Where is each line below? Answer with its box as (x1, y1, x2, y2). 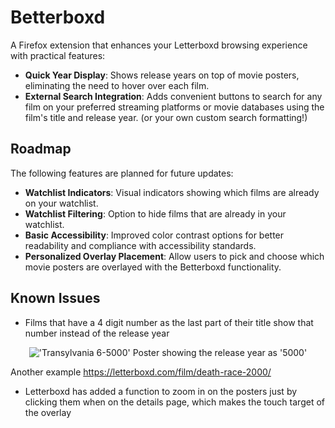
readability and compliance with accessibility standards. (24, 239, 257, 251)
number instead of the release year (24, 327, 170, 339)
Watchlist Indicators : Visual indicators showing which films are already (24, 186, 320, 198)
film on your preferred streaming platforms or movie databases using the (24, 101, 325, 113)
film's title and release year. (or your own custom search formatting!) (24, 111, 308, 123)
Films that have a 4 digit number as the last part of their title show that (24, 316, 314, 328)
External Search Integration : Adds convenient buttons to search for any (24, 90, 323, 102)
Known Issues (10, 290, 101, 307)
